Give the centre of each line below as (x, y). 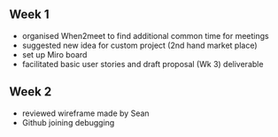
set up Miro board (54, 54)
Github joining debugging (68, 122)
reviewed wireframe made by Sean (85, 113)
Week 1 (29, 15)
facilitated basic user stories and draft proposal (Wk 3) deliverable (143, 64)
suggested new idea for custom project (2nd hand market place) (140, 45)
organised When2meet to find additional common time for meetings (145, 35)
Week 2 (31, 92)
